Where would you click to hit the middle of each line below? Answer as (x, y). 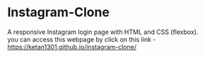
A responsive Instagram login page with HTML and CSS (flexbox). (103, 32)
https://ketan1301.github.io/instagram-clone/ (72, 47)
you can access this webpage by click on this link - (82, 39)
